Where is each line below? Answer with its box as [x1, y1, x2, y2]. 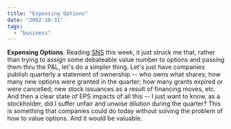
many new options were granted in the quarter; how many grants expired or [7, 77, 223, 86]
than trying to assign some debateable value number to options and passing [7, 56, 225, 64]
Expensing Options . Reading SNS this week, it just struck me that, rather [7, 48, 216, 57]
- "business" [13, 29, 51, 37]
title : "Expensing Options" [7, 10, 89, 17]
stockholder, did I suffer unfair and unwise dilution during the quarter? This [7, 99, 221, 108]
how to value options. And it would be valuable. [7, 115, 143, 123]
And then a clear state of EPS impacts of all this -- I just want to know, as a [7, 92, 221, 101]
